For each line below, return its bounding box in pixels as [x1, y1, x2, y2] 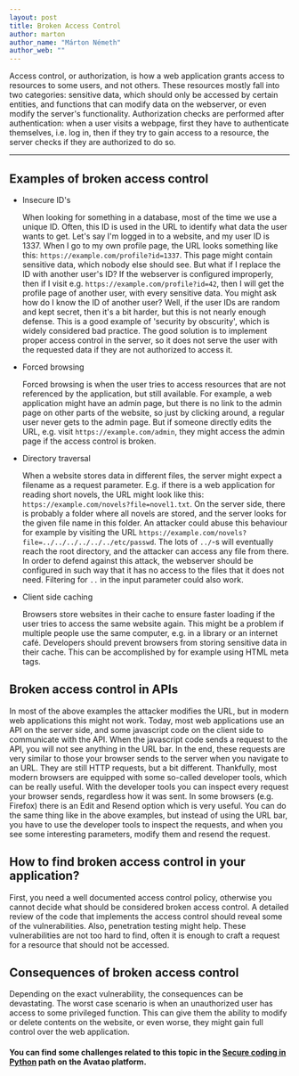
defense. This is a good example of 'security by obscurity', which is [21, 315, 270, 326]
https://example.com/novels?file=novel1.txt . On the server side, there [21, 498, 287, 509]
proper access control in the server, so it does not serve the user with [21, 335, 278, 346]
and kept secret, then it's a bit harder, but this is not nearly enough [21, 306, 267, 317]
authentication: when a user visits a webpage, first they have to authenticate [9, 118, 289, 129]
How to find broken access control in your [9, 854, 246, 869]
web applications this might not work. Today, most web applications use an [9, 714, 285, 726]
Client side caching [21, 591, 93, 602]
